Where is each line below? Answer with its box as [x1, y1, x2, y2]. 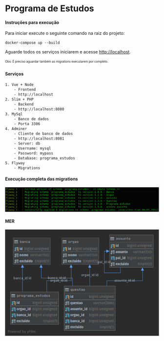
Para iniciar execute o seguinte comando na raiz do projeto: [5, 30, 125, 36]
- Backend [14, 102, 34, 107]
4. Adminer [5, 126, 27, 131]
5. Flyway [5, 161, 25, 166]
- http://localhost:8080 [14, 107, 64, 112]
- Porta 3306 [14, 122, 41, 126]
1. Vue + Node [5, 82, 34, 87]
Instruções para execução [5, 19, 60, 25]
